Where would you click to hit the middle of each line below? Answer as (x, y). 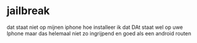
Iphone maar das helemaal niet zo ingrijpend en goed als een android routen (99, 33)
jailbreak (28, 11)
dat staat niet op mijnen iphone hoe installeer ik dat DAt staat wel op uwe (95, 27)
